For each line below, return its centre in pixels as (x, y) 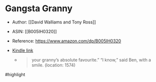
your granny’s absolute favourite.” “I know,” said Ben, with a (91, 60)
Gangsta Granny (39, 9)
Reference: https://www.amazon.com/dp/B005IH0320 (67, 41)
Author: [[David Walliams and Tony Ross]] (54, 22)
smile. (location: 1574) (53, 65)
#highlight (15, 74)
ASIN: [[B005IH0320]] (34, 31)
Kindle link (22, 50)
